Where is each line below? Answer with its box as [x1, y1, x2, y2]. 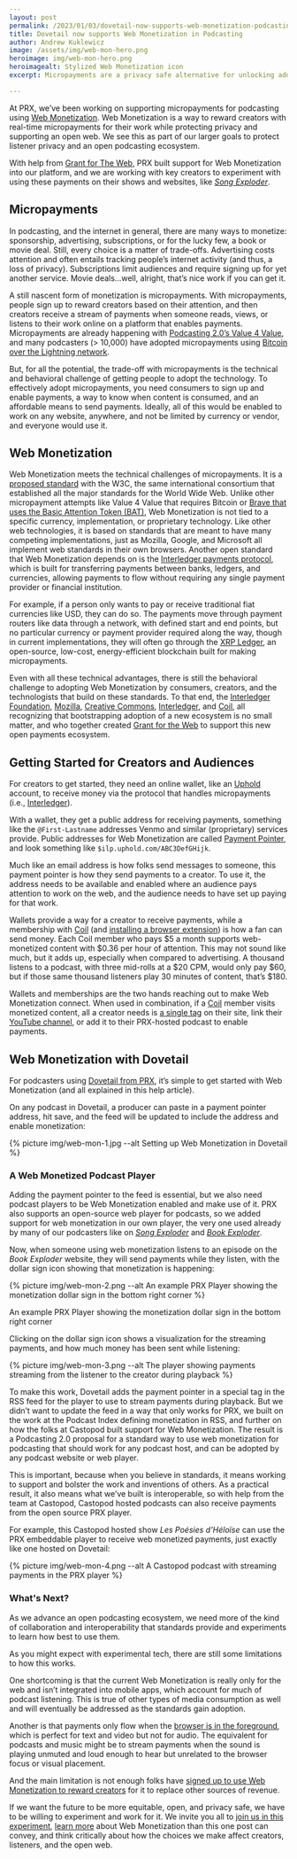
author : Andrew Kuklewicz [9, 37, 104, 47]
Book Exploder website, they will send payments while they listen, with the [9, 1254, 280, 1264]
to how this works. [9, 1658, 77, 1668]
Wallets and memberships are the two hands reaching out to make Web [9, 989, 270, 1000]
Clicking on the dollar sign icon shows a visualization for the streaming [9, 1334, 266, 1344]
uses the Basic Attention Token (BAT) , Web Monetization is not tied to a [9, 507, 269, 517]
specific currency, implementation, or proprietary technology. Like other [9, 516, 271, 527]
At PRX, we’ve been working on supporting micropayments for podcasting [9, 103, 279, 113]
